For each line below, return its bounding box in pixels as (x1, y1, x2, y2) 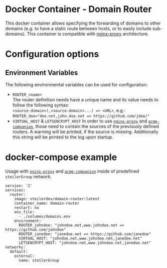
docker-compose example (5, 152, 117, 163)
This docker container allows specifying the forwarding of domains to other (5, 20, 161, 26)
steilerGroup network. (5, 173, 52, 179)
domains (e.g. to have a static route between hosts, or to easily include (5, 25, 151, 31)
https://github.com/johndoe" (5, 227, 66, 232)
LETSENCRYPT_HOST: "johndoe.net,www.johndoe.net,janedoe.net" (18, 240, 151, 245)
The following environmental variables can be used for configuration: (5, 81, 148, 87)
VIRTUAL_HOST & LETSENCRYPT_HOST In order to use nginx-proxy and (12, 118, 147, 124)
